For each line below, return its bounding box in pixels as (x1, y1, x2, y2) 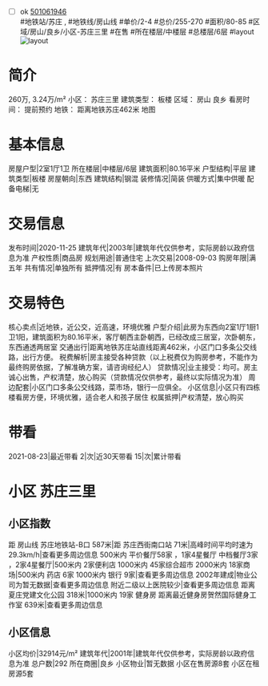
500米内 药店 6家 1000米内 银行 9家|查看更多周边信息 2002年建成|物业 (17, 570, 250, 579)
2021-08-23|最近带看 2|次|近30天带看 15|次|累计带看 (8, 451, 182, 461)
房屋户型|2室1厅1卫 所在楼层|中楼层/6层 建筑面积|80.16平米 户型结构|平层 (8, 164, 247, 173)
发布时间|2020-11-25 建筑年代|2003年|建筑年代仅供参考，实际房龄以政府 (8, 242, 248, 252)
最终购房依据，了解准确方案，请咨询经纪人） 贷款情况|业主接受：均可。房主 (8, 362, 258, 371)
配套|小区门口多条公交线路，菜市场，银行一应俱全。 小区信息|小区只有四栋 (14, 382, 261, 392)
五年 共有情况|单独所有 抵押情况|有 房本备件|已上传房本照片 (8, 262, 204, 272)
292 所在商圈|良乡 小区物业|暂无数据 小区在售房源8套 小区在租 (54, 658, 260, 668)
